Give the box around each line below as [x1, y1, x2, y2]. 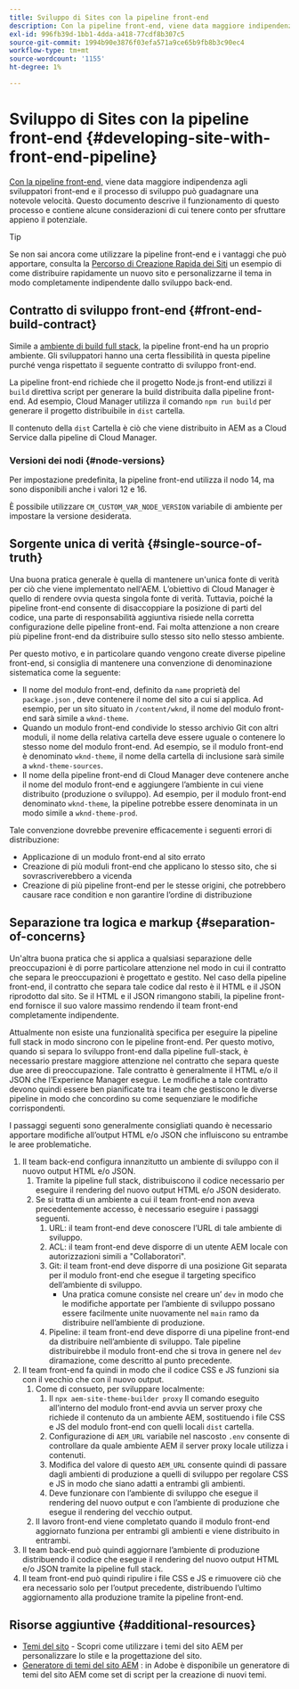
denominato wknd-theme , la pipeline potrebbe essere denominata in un [21, 798, 279, 808]
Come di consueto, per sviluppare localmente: [35, 1383, 205, 1394]
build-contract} [9, 317, 98, 332]
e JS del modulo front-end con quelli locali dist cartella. [48, 1421, 255, 1431]
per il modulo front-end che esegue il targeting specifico [48, 1269, 256, 1280]
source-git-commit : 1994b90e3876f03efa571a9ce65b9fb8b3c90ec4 [9, 37, 245, 47]
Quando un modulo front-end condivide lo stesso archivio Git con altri [21, 722, 279, 733]
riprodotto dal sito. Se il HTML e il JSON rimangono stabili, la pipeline [9, 990, 263, 1001]
